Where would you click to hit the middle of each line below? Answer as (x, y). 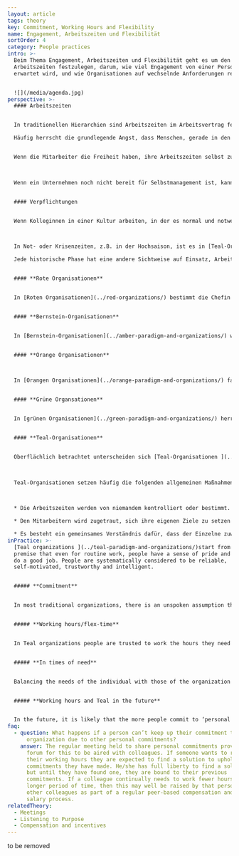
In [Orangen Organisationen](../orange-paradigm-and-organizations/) (119, 381)
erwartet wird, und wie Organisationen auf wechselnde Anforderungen (119, 73)
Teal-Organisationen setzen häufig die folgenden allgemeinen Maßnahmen (124, 482)
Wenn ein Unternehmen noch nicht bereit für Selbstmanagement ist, (116, 182)
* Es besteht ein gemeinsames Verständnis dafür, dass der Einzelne (117, 534)
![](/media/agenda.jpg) (49, 93)
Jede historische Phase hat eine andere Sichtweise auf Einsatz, (113, 260)
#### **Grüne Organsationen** (58, 400)
